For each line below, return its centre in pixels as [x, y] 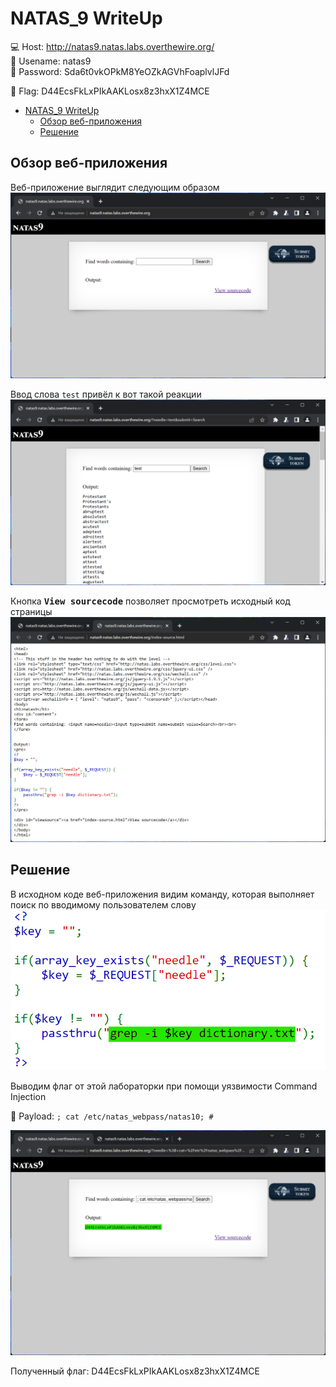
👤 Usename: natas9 [51, 61]
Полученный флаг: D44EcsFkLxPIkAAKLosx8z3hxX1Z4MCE [135, 1371]
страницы [31, 612]
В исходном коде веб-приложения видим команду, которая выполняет [162, 894]
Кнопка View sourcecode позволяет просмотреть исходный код [150, 601]
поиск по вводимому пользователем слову [103, 904]
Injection [28, 1096]
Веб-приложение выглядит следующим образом [115, 187]
